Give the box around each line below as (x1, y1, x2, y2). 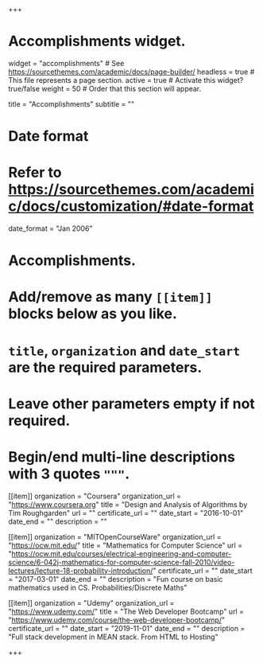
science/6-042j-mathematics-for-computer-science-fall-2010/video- (8, 557, 235, 567)
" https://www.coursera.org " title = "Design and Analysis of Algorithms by (8, 499, 248, 509)
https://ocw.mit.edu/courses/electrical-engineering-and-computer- (11, 548, 232, 558)
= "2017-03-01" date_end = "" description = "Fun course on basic (8, 574, 224, 583)
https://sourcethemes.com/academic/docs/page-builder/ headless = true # (8, 67, 255, 76)
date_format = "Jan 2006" (8, 224, 93, 233)
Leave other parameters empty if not (8, 395, 256, 412)
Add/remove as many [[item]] (8, 288, 213, 306)
